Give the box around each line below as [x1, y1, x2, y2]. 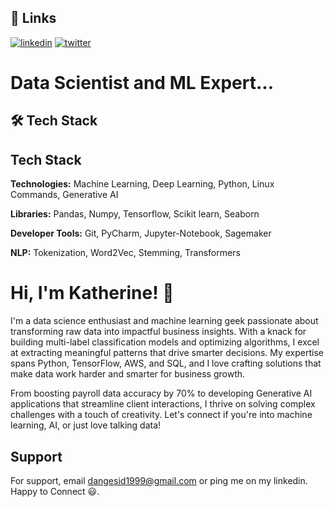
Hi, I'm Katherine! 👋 [10, 282, 175, 305]
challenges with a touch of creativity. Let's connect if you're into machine [10, 409, 313, 421]
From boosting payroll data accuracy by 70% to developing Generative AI [10, 387, 313, 400]
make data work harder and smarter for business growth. [10, 368, 246, 380]
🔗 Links [10, 10, 57, 27]
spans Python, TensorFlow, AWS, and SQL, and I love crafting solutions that [10, 357, 322, 370]
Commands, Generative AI [10, 189, 119, 201]
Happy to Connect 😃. [10, 485, 100, 497]
